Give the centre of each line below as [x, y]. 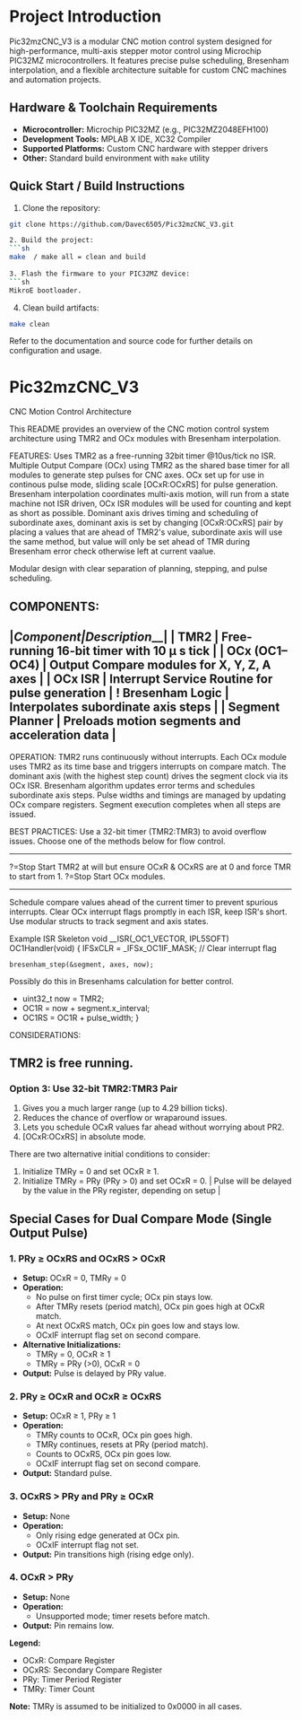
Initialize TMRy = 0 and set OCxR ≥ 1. [90, 1172]
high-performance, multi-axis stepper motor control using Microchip [135, 50]
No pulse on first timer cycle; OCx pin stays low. [124, 1297]
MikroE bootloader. [46, 290]
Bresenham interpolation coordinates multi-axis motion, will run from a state [149, 494]
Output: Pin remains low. [68, 1625]
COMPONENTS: [55, 606]
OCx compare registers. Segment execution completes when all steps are [145, 804]
